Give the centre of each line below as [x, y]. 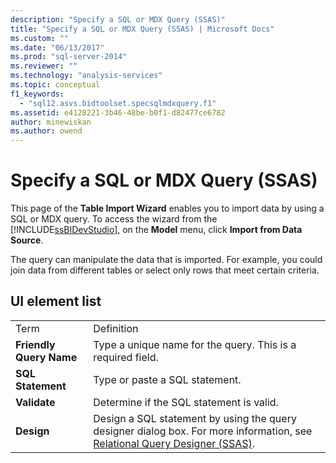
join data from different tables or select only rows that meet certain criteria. [165, 270]
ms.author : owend [46, 131]
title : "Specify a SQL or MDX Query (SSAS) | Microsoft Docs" [142, 29]
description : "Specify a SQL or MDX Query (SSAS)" [118, 19]
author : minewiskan [51, 122]
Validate [35, 402]
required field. [126, 357]
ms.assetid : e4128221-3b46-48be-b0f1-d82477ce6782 [118, 112]
